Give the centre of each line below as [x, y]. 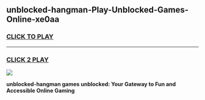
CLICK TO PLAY [30, 37]
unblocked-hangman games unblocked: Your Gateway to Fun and [91, 84]
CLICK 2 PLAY [27, 59]
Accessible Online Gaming [41, 90]
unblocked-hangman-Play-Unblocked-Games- [98, 10]
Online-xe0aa [33, 20]
